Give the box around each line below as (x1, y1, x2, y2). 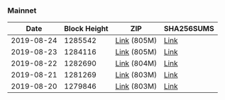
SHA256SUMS (163, 24, 214, 34)
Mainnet (7, 6, 37, 15)
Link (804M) (115, 58, 158, 68)
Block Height (63, 24, 109, 34)
